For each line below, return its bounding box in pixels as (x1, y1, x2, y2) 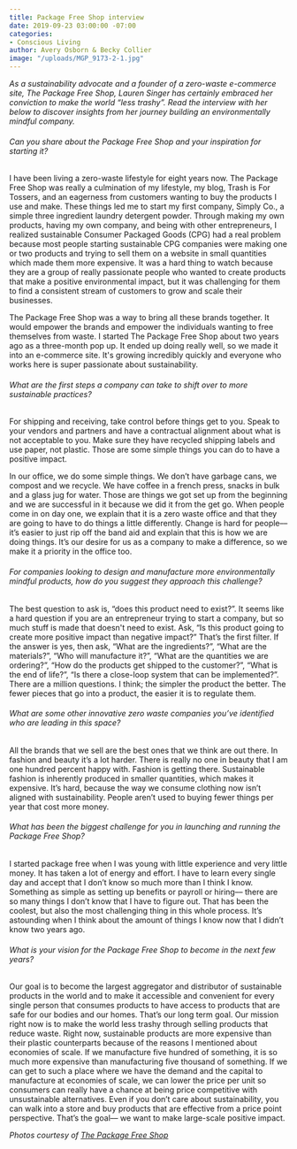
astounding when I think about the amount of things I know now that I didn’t (9, 915, 285, 925)
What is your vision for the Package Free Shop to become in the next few (9, 944, 276, 955)
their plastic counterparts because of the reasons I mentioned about (9, 1038, 258, 1048)
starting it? (9, 145, 49, 156)
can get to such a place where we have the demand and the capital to (9, 1066, 263, 1076)
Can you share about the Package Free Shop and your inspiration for (9, 136, 262, 147)
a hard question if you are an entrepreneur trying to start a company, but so (9, 612, 285, 624)
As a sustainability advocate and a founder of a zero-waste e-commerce (9, 79, 277, 88)
